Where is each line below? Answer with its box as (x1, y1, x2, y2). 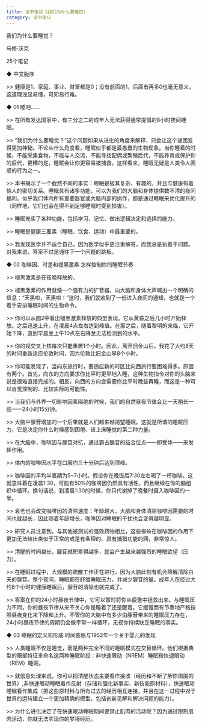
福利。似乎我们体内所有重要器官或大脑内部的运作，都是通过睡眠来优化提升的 (6, 194, 196, 202)
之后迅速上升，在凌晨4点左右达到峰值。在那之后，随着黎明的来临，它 (16, 322, 189, 329)
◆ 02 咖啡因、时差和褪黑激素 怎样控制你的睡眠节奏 (6, 260, 133, 268)
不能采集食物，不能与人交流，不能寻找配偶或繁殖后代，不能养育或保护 (16, 151, 191, 158)
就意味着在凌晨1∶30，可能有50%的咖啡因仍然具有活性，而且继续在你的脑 (6, 479, 186, 486)
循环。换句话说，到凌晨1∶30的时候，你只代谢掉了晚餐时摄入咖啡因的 (16, 486, 185, 494)
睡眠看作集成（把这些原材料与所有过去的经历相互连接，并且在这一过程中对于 (6, 687, 196, 694)
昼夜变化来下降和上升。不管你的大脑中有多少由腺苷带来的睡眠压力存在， (11, 611, 191, 618)
